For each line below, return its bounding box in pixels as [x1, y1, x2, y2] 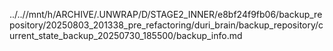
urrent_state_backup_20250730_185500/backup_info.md [9, 30, 243, 41]
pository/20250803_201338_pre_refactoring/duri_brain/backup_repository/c [9, 19, 324, 31]
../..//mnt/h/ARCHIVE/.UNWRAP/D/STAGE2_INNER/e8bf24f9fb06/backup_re [9, 9, 323, 20]
